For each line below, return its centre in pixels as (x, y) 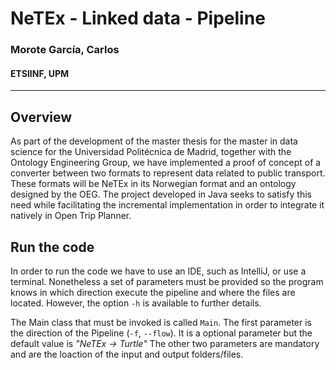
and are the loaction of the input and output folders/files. (127, 354)
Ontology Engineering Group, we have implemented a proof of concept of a (166, 163)
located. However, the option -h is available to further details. (136, 303)
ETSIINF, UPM (40, 73)
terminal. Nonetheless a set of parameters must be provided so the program (167, 281)
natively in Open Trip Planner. (71, 216)
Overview (41, 117)
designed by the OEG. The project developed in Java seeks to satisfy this (161, 194)
